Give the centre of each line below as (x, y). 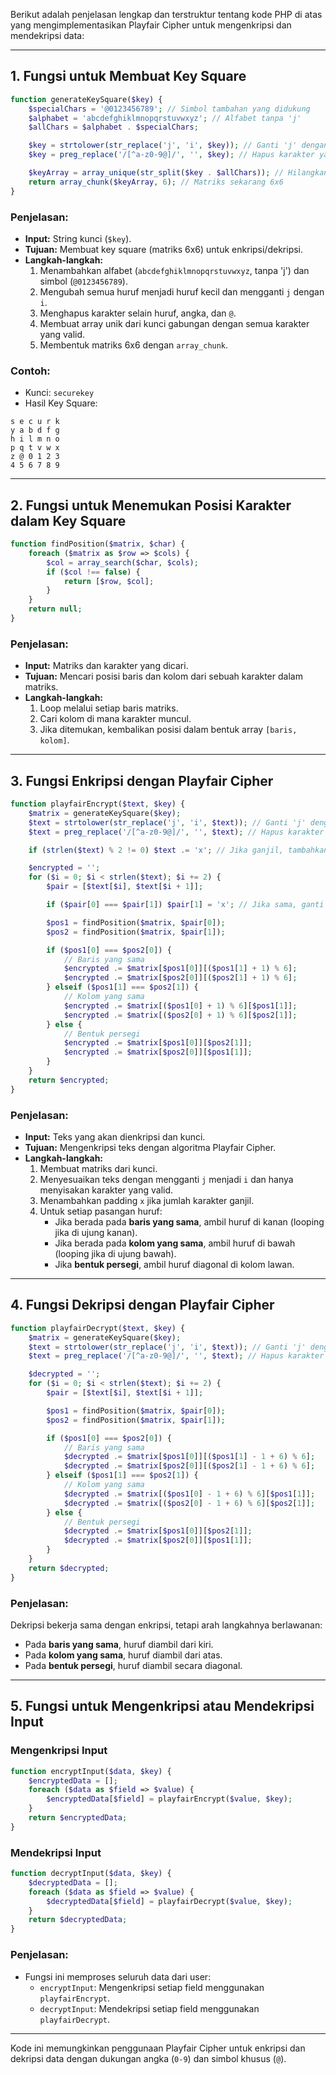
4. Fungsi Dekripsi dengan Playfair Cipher (142, 1305)
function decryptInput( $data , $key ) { (91, 1874)
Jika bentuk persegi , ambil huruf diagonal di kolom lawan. (174, 1264)
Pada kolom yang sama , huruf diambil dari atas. (123, 1655)
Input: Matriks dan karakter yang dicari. (106, 666)
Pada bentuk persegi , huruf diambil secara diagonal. (133, 1665)
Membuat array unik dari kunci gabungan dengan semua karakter (174, 323)
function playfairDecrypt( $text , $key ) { (98, 1328)
